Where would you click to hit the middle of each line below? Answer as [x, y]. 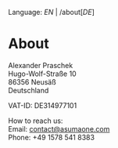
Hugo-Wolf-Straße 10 [42, 74]
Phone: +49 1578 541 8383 [52, 137]
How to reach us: [36, 121]
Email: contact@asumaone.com [59, 128]
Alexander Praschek [41, 65]
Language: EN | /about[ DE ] [52, 12]
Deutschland [29, 90]
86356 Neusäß [32, 81]
